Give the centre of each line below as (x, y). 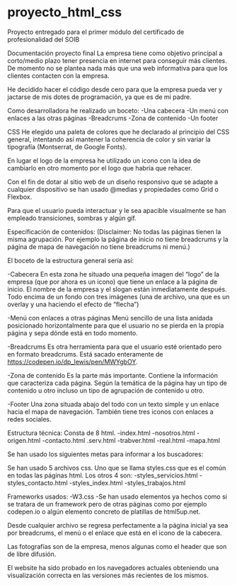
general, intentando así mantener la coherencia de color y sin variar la (109, 139)
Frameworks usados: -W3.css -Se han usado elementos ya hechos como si (117, 497)
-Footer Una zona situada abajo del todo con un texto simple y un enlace (113, 404)
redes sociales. (29, 419)
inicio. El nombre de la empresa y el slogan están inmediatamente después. (117, 289)
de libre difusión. (32, 554)
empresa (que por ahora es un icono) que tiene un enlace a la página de (112, 282)
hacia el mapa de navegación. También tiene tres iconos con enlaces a (110, 412)
